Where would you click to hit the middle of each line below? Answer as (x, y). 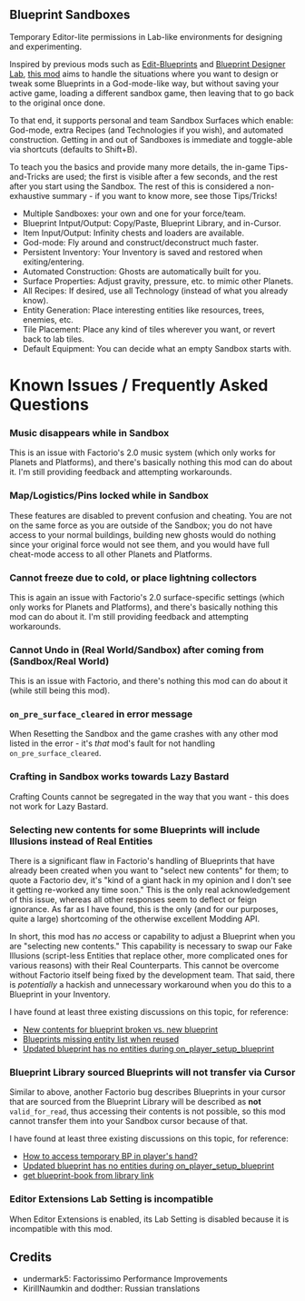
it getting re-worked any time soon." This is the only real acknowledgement (150, 890)
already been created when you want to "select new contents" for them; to (149, 870)
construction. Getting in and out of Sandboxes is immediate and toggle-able (151, 139)
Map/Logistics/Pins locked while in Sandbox (109, 496)
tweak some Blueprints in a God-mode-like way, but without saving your (144, 83)
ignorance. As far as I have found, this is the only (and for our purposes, (144, 909)
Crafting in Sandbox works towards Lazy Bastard (119, 777)
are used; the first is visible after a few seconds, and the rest (165, 176)
